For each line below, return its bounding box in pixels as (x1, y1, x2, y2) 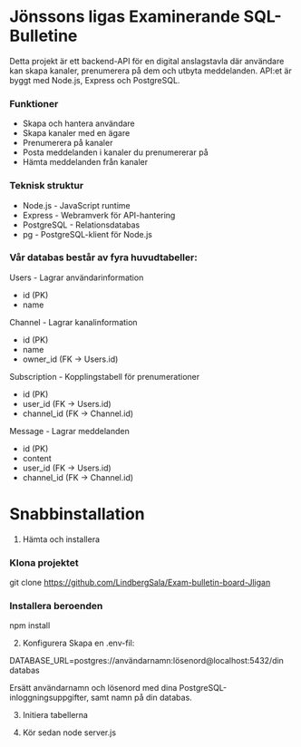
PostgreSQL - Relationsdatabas (22, 219, 141, 230)
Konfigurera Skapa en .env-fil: (22, 637, 135, 649)
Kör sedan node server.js (22, 727, 116, 738)
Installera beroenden (9, 599, 103, 612)
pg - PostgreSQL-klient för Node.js (22, 228, 152, 239)
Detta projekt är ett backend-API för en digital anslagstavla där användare (9, 55, 285, 66)
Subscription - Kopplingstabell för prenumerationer (9, 371, 200, 382)
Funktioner (9, 97, 59, 110)
